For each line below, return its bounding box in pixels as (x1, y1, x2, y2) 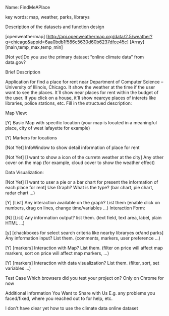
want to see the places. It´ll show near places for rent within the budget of (5, 90, 159, 95)
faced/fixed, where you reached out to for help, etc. (5, 295, 112, 301)
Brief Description (5, 69, 40, 75)
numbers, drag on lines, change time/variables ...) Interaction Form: (5, 205, 145, 211)
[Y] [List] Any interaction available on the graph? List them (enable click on (5, 200, 160, 205)
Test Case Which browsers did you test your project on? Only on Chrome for (5, 275, 164, 281)
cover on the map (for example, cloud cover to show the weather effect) (5, 160, 155, 166)
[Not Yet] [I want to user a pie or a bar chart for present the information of (5, 179, 158, 185)
